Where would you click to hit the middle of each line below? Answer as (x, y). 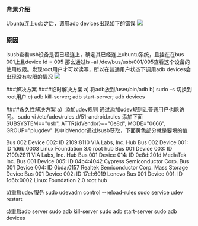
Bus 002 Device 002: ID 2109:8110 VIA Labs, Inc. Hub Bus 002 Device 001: (97, 142)
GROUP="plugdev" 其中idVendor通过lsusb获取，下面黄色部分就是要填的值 (97, 130)
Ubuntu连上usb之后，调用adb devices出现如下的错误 (71, 23)
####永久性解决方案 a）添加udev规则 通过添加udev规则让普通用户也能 (93, 109)
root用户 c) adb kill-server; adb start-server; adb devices (76, 97)
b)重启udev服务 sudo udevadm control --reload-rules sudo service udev (95, 192)
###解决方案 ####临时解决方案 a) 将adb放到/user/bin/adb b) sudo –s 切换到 (99, 89)
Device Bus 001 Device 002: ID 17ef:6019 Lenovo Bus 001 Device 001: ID (94, 174)
